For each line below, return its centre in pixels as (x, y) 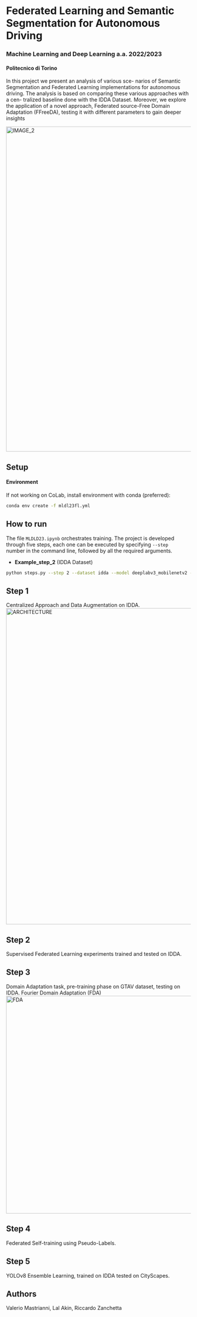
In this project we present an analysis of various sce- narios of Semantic (94, 81)
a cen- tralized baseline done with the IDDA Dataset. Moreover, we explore (96, 100)
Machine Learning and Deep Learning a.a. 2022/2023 (84, 54)
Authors (21, 1294)
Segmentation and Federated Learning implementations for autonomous (93, 87)
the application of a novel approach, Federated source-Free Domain (88, 106)
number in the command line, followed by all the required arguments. (89, 551)
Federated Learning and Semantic (90, 11)
